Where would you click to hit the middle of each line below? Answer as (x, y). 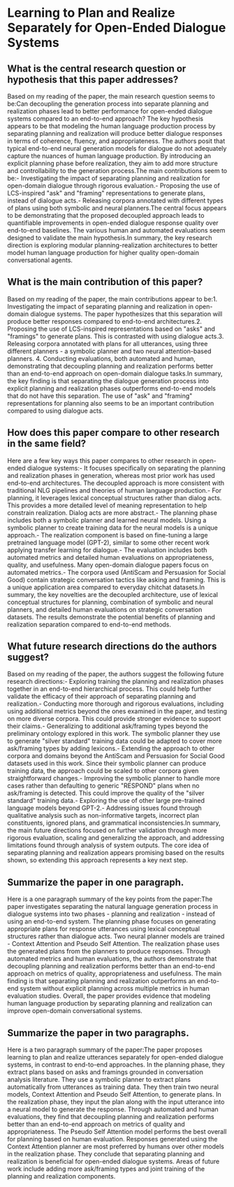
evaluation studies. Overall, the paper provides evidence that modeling (109, 996)
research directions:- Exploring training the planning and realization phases (116, 682)
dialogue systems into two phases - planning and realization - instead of (111, 914)
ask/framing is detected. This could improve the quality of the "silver (106, 793)
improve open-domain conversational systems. (75, 1011)
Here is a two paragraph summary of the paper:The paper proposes (105, 1050)
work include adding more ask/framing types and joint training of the (106, 1169)
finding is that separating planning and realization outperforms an (101, 981)
